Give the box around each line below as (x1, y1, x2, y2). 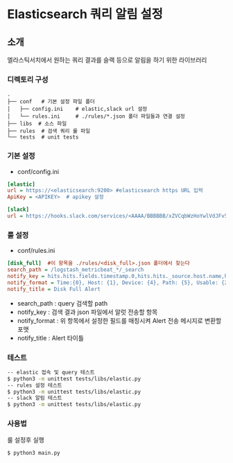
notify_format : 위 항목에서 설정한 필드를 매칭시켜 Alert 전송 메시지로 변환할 (17, 316, 222, 324)
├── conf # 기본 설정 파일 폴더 (7, 98, 96, 105)
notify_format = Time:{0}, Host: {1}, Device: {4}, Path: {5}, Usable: (7, 279, 218, 286)
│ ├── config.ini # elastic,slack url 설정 (7, 105, 148, 113)
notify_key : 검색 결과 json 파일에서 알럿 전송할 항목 (17, 308, 158, 316)
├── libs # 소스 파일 (7, 121, 67, 128)
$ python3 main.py (7, 450, 60, 457)
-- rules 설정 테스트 (7, 382, 62, 389)
